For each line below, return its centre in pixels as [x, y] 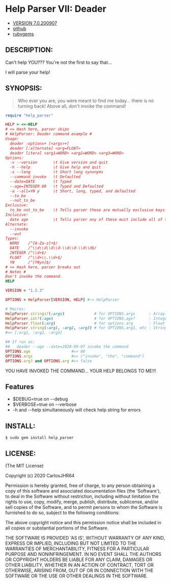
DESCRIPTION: [29, 50]
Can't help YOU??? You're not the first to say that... [59, 62]
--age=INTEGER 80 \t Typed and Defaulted [56, 186]
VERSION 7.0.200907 [35, 23]
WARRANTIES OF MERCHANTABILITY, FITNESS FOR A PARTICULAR [77, 549]
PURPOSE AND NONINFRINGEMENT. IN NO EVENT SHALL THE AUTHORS [83, 554]
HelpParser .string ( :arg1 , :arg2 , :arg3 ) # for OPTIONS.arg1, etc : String [86, 328]
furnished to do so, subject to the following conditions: [62, 512]
